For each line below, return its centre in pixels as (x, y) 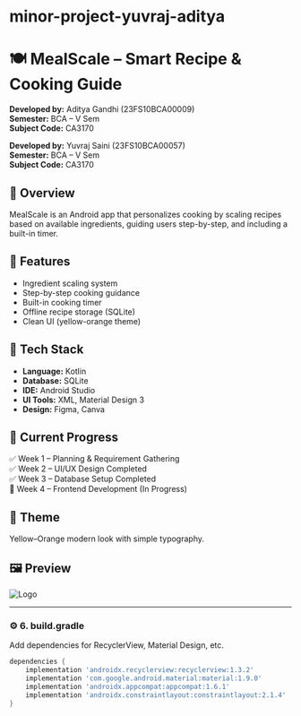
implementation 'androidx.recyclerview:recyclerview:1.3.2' (140, 670)
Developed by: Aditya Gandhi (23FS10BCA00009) (102, 109)
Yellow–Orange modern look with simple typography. (107, 539)
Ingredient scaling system (70, 283)
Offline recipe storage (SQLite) (79, 312)
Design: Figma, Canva (64, 409)
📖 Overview (42, 193)
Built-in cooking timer (62, 302)
